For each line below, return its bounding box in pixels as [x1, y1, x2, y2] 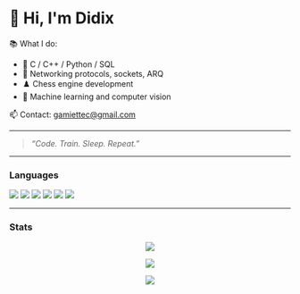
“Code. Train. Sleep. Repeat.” [30, 138, 140, 148]
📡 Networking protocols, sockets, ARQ [21, 68, 163, 79]
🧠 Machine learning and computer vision [21, 91, 171, 102]
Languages [9, 169, 60, 181]
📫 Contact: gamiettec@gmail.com [9, 109, 137, 120]
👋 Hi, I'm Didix [9, 8, 114, 29]
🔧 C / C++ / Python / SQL [21, 58, 115, 70]
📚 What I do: [9, 38, 58, 48]
